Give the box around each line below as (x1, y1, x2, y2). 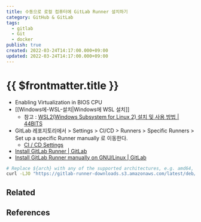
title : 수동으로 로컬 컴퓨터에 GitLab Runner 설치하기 (6, 8, 128, 15)
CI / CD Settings (23, 141, 64, 148)
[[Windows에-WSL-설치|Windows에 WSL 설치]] (14, 106, 130, 113)
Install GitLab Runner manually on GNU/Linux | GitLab (14, 153, 147, 161)
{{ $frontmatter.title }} (6, 79, 119, 92)
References (6, 208, 50, 218)
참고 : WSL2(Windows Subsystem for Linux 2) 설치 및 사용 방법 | (23, 113, 179, 120)
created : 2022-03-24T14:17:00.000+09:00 (6, 48, 109, 54)
